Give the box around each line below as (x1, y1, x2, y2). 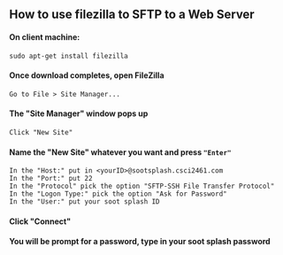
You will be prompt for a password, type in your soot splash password (9, 236, 272, 247)
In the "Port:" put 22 (9, 174, 93, 183)
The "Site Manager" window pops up (9, 108, 149, 119)
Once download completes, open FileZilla (9, 70, 165, 81)
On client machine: (9, 31, 80, 42)
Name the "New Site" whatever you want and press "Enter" (9, 146, 232, 158)
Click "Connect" (9, 216, 72, 227)
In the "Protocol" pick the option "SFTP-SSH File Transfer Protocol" (9, 182, 275, 191)
